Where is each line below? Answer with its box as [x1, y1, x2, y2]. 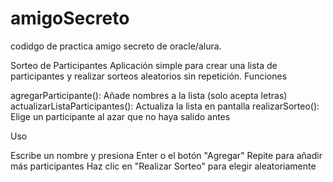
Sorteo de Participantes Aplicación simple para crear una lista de [10, 59, 278, 71]
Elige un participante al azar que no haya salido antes [10, 110, 231, 122]
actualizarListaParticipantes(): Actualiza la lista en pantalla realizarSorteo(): [10, 100, 320, 112]
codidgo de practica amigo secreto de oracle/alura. [10, 40, 222, 52]
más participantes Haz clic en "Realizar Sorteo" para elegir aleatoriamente [10, 160, 317, 172]
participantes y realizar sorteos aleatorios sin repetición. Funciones [10, 70, 288, 82]
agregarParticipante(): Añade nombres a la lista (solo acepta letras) [10, 89, 288, 101]
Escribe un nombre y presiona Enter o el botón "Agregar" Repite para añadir [10, 149, 323, 161]
